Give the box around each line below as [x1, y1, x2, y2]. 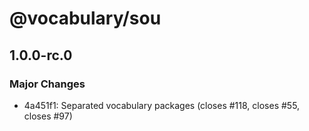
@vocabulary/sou [9, 7, 162, 30]
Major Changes [9, 77, 86, 91]
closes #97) [23, 110, 73, 122]
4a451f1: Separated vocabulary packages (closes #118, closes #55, [23, 99, 301, 111]
